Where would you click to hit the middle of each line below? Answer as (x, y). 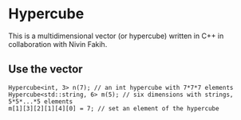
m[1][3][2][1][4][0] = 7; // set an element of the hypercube (114, 108)
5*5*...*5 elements (41, 101)
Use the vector (45, 70)
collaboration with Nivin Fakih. (58, 44)
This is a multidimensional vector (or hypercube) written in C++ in (116, 36)
